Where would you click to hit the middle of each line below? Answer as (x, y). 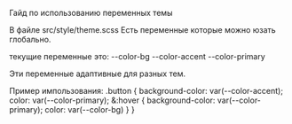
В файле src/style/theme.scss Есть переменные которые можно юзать (143, 30)
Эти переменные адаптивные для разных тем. (98, 74)
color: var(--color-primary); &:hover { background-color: (112, 100)
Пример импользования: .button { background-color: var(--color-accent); (146, 91)
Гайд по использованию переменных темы (91, 13)
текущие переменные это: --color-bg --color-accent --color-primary (138, 56)
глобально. (30, 39)
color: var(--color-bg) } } (90, 109)
